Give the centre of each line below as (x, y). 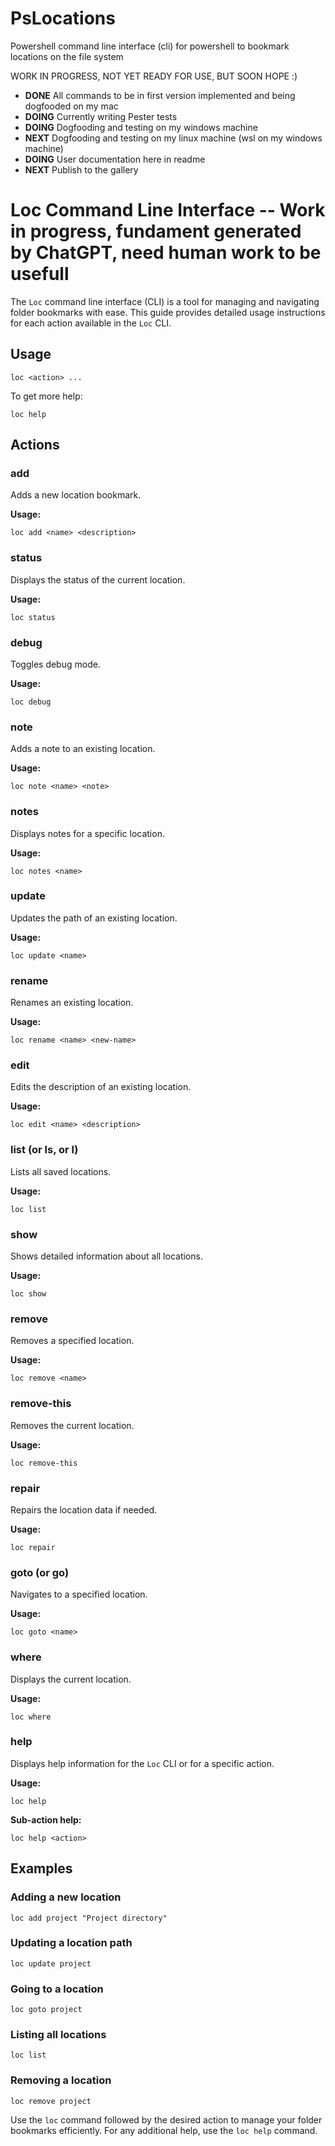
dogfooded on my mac (71, 106)
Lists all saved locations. (61, 1171)
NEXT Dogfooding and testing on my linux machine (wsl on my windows (173, 138)
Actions (35, 445)
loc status (33, 617)
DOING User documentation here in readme (115, 159)
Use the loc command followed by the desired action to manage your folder (166, 2119)
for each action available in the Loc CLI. (91, 323)
